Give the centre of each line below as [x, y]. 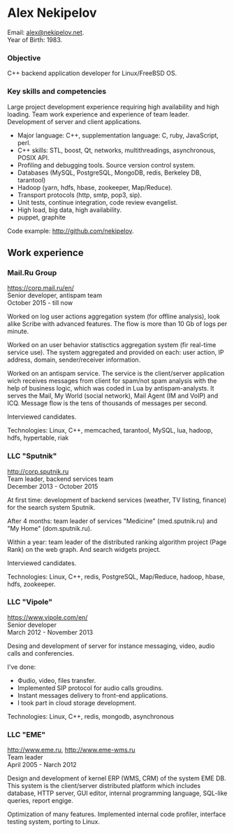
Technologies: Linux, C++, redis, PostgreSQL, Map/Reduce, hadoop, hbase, [116, 576]
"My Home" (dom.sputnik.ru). [50, 528]
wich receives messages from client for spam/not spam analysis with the [112, 381]
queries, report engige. [40, 801]
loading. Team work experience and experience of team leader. [98, 114]
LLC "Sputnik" [32, 456]
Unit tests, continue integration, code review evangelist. [97, 202]
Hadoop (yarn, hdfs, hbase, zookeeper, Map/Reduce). [95, 187]
